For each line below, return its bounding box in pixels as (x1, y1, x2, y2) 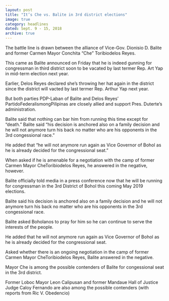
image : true (5, 17, 30, 22)
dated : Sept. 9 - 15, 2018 (5, 26, 62, 31)
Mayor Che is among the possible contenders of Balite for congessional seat (5, 264, 164, 270)
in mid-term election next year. (5, 71, 69, 76)
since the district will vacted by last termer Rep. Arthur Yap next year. (5, 86, 149, 91)
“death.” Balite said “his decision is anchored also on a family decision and (5, 122, 160, 127)
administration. (5, 107, 36, 112)
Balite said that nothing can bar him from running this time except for (5, 116, 148, 122)
